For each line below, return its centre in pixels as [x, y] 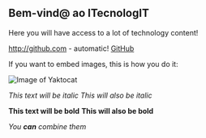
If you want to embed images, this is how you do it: [93, 64]
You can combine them [47, 126]
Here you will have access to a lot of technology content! [103, 32]
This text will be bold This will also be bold [81, 111]
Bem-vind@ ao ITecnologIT [79, 13]
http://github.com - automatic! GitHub [71, 48]
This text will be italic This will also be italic [80, 95]
